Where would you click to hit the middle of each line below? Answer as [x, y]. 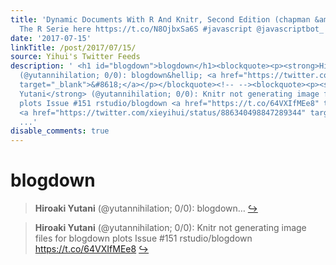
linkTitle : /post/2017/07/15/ [73, 47]
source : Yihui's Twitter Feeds [75, 57]
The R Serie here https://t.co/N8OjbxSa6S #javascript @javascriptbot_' [174, 29]
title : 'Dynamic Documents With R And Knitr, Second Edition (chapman [160, 19]
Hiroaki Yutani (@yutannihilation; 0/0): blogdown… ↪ [146, 208]
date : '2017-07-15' [51, 38]
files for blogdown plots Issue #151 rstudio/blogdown [143, 238]
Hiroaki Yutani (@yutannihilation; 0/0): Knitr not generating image [170, 228]
